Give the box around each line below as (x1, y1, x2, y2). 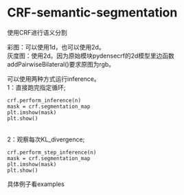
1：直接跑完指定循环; (7, 83, 66, 91)
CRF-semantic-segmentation (7, 5, 178, 21)
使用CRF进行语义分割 (7, 28, 67, 36)
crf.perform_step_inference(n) (7, 149, 97, 156)
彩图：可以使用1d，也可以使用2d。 (7, 43, 105, 51)
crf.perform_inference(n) (7, 97, 81, 104)
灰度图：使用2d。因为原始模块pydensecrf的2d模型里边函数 (7, 51, 175, 60)
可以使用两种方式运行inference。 (7, 74, 101, 83)
